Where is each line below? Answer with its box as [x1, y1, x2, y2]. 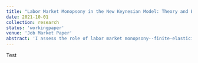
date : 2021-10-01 [6, 14, 49, 20]
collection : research [6, 19, 60, 25]
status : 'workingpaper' [6, 24, 65, 31]
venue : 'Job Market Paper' [6, 30, 72, 36]
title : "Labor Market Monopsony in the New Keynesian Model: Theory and [6, 8, 189, 15]
